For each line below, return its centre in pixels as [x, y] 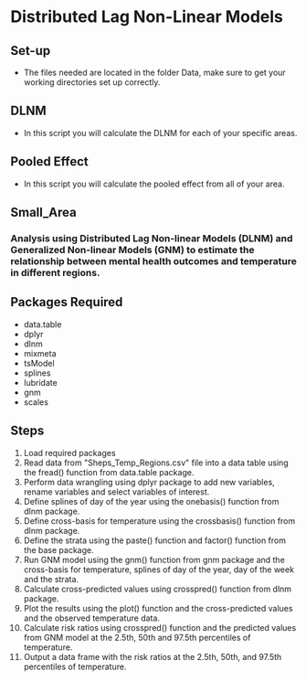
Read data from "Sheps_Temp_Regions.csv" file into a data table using [156, 463]
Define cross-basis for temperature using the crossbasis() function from [159, 521]
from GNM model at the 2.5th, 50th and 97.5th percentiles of [137, 637]
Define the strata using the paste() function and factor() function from [155, 540]
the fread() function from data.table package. [109, 472]
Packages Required [67, 302]
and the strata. [51, 579]
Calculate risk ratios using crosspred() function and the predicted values [160, 627]
